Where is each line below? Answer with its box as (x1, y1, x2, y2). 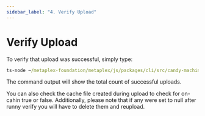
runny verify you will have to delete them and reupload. (6, 103, 145, 111)
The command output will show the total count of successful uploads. (6, 78, 182, 85)
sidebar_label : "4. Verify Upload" (6, 9, 97, 15)
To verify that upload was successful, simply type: (6, 56, 133, 63)
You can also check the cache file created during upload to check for (6, 90, 180, 98)
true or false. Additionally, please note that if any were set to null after (21, 96, 196, 104)
